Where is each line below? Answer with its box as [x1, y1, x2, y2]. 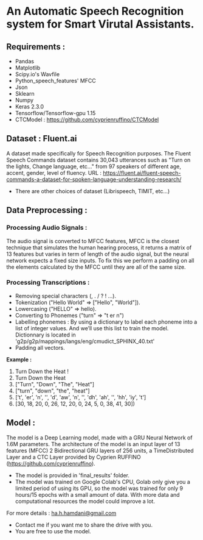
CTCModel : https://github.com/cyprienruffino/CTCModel [15, 116, 159, 123]
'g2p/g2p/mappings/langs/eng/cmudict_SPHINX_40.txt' [15, 337, 155, 345]
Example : [6, 355, 32, 363]
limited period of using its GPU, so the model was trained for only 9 [15, 485, 184, 492]
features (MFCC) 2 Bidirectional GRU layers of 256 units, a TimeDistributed [6, 447, 194, 454]
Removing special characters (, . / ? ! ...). [15, 292, 117, 299]
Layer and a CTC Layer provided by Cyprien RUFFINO [6, 453, 141, 461]
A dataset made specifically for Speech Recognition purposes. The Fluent [6, 149, 191, 157]
